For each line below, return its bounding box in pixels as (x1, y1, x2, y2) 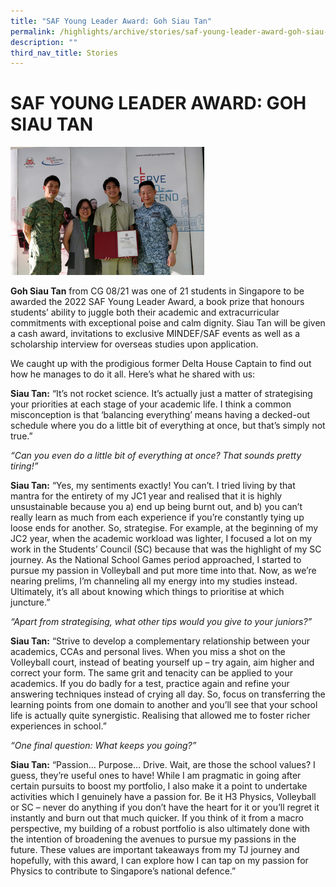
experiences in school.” (10, 720, 107, 732)
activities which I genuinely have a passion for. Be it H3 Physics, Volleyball (10, 791, 317, 803)
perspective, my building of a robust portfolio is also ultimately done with (10, 823, 311, 835)
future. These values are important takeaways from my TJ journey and (10, 844, 300, 856)
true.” (10, 430, 33, 442)
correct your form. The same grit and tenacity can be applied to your (10, 667, 293, 679)
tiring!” (10, 460, 39, 472)
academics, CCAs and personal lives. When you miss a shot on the (10, 646, 286, 658)
